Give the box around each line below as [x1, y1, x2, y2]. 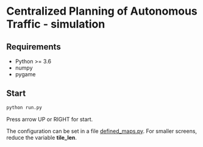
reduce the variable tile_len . [6, 134, 77, 141]
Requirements [6, 41, 61, 52]
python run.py [6, 104, 43, 110]
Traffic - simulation [6, 17, 105, 31]
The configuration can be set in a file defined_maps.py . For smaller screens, [6, 127, 197, 135]
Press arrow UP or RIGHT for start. [6, 115, 93, 123]
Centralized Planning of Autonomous [6, 4, 198, 18]
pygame [15, 71, 36, 77]
